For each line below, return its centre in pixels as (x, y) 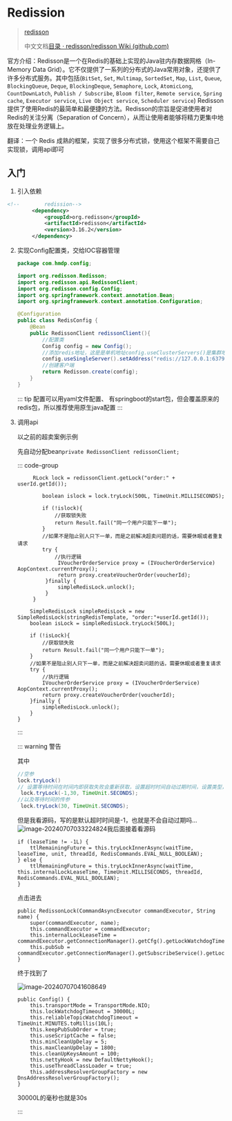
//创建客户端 (58, 365)
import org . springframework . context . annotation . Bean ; (96, 295)
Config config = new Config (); (87, 346)
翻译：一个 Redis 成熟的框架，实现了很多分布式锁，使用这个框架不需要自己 (114, 140)
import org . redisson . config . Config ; (70, 289)
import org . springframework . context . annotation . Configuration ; (110, 302)
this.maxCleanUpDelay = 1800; (73, 1048)
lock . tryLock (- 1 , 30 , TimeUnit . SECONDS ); (79, 793)
